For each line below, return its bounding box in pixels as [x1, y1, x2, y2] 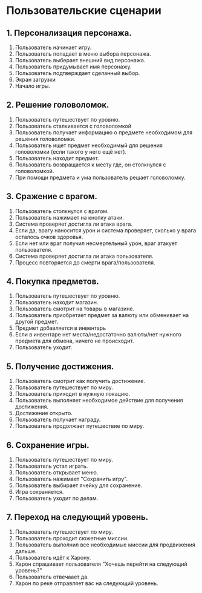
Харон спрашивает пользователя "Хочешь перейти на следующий [15, 560, 187, 568]
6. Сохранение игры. [6, 440, 90, 450]
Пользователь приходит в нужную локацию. [15, 390, 131, 398]
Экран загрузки [15, 76, 56, 83]
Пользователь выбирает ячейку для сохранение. [15, 482, 143, 489]
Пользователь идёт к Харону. [15, 554, 91, 561]
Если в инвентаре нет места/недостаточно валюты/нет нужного [15, 331, 181, 338]
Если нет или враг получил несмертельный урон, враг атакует [15, 240, 177, 247]
